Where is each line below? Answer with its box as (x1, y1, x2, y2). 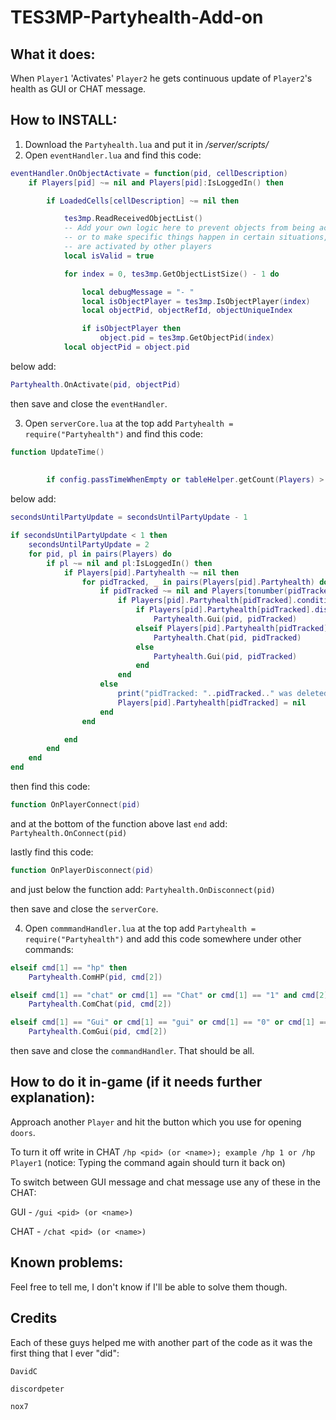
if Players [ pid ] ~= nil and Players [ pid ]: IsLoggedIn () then (28, 177, 284, 188)
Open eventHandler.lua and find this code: (24, 149, 202, 161)
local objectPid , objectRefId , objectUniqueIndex (81, 306, 293, 316)
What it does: (10, 46, 96, 63)
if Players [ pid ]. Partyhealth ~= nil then (63, 567, 240, 578)
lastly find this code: (10, 846, 94, 858)
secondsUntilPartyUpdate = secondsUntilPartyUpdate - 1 (10, 512, 248, 523)
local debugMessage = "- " (81, 287, 195, 297)
